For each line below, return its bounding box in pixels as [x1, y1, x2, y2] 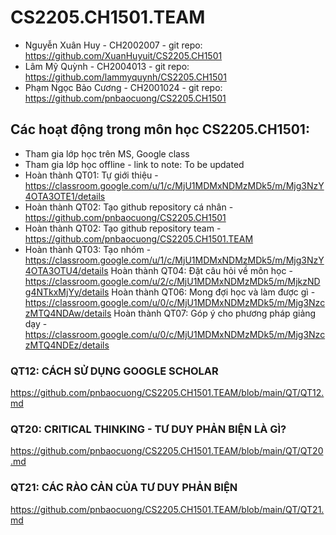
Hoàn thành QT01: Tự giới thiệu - [24, 169, 159, 181]
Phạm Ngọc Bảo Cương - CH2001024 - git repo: [24, 81, 223, 93]
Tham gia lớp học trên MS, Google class [24, 147, 190, 160]
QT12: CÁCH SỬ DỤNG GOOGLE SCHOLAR [10, 364, 219, 378]
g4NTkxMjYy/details [24, 286, 110, 298]
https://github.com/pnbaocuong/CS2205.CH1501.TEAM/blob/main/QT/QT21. [10, 503, 325, 515]
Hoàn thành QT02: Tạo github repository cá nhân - [24, 201, 234, 213]
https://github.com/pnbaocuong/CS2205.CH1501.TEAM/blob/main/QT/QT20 [10, 445, 324, 457]
